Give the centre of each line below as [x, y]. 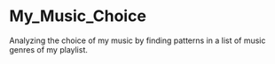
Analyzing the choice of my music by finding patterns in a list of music [137, 40]
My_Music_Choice [78, 16]
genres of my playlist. [49, 49]
